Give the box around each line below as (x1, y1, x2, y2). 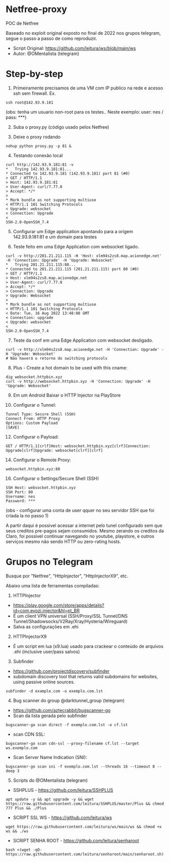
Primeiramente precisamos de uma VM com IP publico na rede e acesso (13, 85, 163, 91)
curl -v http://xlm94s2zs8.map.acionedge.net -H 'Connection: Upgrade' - (6, 347, 164, 352)
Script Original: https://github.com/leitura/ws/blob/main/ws (13, 45, 136, 51)
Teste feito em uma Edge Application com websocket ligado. (13, 243, 139, 249)
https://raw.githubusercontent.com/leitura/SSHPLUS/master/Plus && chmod (6, 801, 164, 806)
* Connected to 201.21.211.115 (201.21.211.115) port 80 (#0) (6, 266, 139, 272)
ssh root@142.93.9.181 (6, 100, 53, 105)
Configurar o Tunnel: (13, 402, 57, 408)
